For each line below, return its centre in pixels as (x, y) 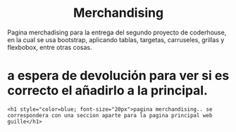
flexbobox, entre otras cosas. (50, 47)
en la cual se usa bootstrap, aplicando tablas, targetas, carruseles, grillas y (116, 39)
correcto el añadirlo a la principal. (107, 91)
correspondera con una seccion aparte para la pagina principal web (110, 115)
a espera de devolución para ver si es (118, 76)
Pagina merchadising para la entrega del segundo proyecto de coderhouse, (117, 32)
